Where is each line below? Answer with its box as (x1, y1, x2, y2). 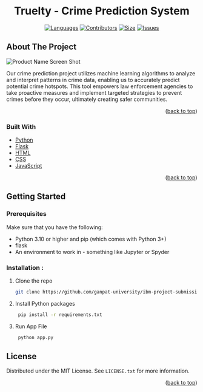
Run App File (15, 323, 47, 330)
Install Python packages (15, 300, 76, 307)
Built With (6, 122, 36, 131)
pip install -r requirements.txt (18, 311, 102, 318)
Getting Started (6, 191, 66, 202)
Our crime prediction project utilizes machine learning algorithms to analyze (6, 69, 196, 77)
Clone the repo (15, 277, 53, 284)
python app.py (18, 334, 54, 340)
